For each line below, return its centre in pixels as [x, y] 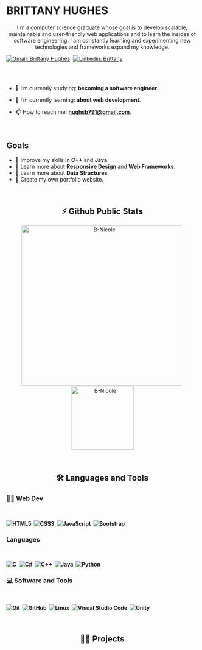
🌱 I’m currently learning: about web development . [78, 100]
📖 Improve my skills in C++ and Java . [62, 160]
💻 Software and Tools [40, 581]
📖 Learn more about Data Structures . [62, 173]
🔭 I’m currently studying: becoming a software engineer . [87, 88]
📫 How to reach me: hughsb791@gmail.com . [73, 112]
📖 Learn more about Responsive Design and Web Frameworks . [95, 167]
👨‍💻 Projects [102, 639]
